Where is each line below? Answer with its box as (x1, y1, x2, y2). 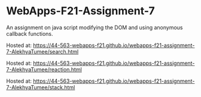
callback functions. (6, 30, 53, 37)
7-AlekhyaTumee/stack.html (6, 83, 75, 90)
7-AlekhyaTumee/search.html (6, 48, 79, 55)
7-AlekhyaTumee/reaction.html (6, 65, 82, 73)
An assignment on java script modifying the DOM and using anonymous (6, 24, 183, 31)
